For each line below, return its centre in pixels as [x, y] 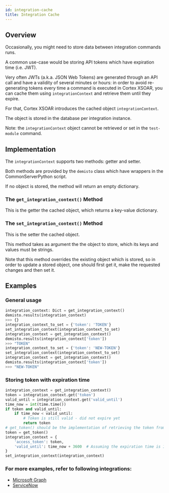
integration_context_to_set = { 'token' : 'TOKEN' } [58, 325]
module [12, 134]
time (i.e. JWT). [21, 68]
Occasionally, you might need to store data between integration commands [83, 47]
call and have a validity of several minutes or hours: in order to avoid [76, 83]
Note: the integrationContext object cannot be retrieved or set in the [77, 128]
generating [17, 88]
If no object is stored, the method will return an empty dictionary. [72, 187]
